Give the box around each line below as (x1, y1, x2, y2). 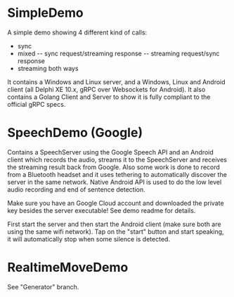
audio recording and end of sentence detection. (7, 185, 145, 194)
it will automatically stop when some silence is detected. (7, 235, 171, 243)
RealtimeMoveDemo (7, 260, 129, 275)
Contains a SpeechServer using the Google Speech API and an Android (7, 147, 214, 156)
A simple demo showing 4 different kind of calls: (7, 28, 148, 37)
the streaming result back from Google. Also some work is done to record (7, 163, 220, 171)
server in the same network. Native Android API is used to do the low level (7, 178, 222, 186)
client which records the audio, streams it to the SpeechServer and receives (7, 155, 227, 164)
